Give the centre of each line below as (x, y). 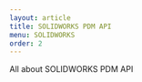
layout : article (40, 18)
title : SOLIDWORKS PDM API (61, 26)
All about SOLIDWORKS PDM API (71, 69)
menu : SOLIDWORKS (42, 35)
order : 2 (26, 43)
